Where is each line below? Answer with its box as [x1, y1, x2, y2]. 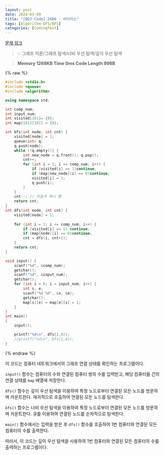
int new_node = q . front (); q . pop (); [23, 152, 99, 158]
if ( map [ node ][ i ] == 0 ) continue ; [23, 231, 92, 236]
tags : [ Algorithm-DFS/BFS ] [5, 21, 61, 26]
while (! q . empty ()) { [14, 148, 59, 153]
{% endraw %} [5, 350, 36, 356]
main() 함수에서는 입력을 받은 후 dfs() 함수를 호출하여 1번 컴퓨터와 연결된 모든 [5, 421, 158, 427]
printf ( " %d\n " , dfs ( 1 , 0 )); [14, 332, 70, 337]
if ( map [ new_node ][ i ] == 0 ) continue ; [31, 171, 110, 176]
